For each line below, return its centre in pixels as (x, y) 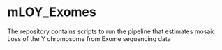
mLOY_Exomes (52, 12)
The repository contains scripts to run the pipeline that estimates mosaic (111, 31)
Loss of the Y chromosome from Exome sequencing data (89, 38)
